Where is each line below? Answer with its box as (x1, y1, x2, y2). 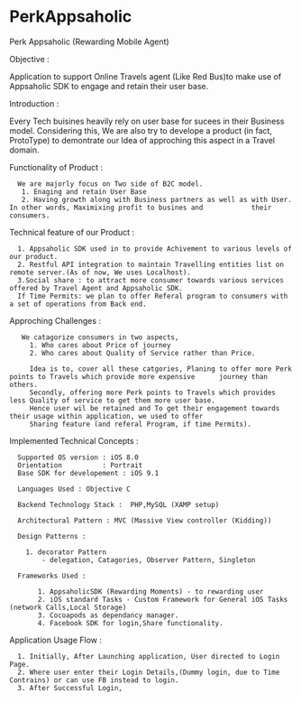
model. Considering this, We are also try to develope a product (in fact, (9, 125, 273, 136)
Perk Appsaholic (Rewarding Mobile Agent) (9, 36, 169, 47)
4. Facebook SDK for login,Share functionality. (37, 618, 223, 628)
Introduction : (9, 97, 59, 109)
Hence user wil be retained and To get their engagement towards (29, 403, 280, 412)
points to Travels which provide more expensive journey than (9, 372, 269, 381)
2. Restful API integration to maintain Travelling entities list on (17, 260, 284, 269)
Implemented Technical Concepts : (9, 435, 139, 446)
